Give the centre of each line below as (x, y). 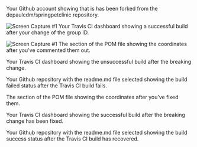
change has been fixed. (35, 121)
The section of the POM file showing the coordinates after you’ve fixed (92, 97)
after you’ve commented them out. (48, 50)
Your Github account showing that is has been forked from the (82, 9)
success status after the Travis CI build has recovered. (72, 139)
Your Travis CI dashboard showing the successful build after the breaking (96, 115)
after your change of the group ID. (48, 32)
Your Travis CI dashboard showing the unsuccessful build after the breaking (99, 62)
